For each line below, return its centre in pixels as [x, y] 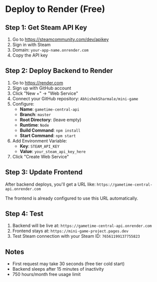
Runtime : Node [34, 125]
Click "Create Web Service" [41, 156]
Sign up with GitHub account [42, 88]
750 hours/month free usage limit [46, 275]
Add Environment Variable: [39, 141]
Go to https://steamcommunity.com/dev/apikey [61, 39]
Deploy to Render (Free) [55, 9]
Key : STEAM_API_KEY [39, 146]
